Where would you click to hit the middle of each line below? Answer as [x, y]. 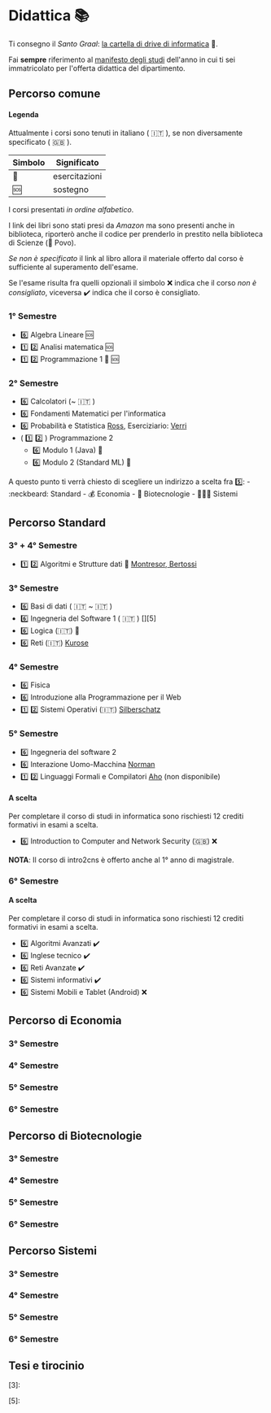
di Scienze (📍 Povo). [42, 242]
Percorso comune [55, 94]
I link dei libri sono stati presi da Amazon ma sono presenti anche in [122, 225]
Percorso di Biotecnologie [75, 1136]
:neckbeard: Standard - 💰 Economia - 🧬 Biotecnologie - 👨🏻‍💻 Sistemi [123, 494]
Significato [77, 162]
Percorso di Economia [65, 1020]
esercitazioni [77, 176]
